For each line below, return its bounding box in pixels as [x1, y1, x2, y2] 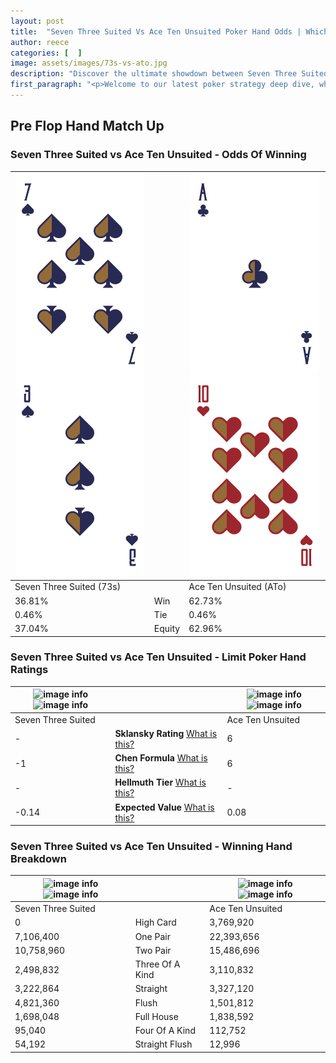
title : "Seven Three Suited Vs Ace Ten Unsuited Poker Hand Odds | [10, 26, 302, 37]
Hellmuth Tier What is [114, 776, 207, 789]
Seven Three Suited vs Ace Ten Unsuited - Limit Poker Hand [10, 650, 307, 664]
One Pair [134, 930, 171, 942]
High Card [134, 916, 177, 929]
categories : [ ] [10, 48, 83, 58]
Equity [153, 623, 181, 635]
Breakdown [10, 852, 67, 866]
